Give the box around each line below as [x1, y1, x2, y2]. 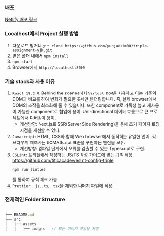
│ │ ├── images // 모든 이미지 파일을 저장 [5, 226, 99, 231]
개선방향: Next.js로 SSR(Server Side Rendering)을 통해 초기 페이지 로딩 [19, 121, 160, 127]
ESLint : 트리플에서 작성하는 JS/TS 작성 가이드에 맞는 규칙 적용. [12, 152, 134, 158]
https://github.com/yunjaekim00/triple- [65, 43, 149, 48]
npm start [12, 59, 33, 64]
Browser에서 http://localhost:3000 [12, 64, 85, 70]
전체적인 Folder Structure [5, 196, 65, 203]
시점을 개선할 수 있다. [19, 127, 61, 133]
